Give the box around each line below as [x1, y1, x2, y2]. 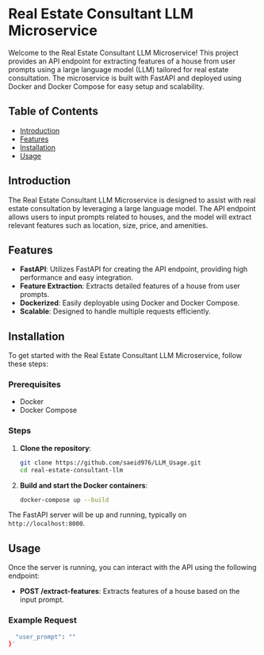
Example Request [8, 615, 77, 626]
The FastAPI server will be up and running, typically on [8, 510, 187, 520]
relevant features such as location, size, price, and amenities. [8, 220, 209, 230]
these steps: [8, 359, 49, 369]
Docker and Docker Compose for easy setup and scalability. [8, 81, 205, 91]
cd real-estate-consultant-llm [19, 466, 124, 474]
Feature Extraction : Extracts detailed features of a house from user [19, 281, 240, 291]
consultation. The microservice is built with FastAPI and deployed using [8, 73, 242, 83]
